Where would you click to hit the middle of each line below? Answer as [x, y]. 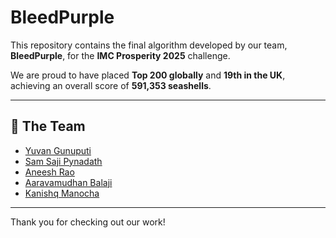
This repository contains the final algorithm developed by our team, [149, 45]
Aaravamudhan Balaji [68, 182]
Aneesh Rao [49, 172]
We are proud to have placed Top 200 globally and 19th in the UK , [148, 75]
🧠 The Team [48, 126]
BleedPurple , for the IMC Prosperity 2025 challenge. [120, 55]
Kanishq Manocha [62, 193]
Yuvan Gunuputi [58, 150]
